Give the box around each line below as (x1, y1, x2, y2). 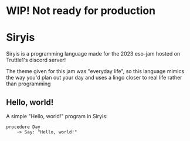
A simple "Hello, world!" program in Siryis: (6, 112, 108, 119)
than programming (6, 80, 51, 87)
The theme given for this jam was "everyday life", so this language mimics (6, 68, 185, 75)
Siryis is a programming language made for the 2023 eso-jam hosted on (6, 50, 181, 57)
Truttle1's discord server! (6, 57, 66, 64)
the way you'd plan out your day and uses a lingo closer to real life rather (6, 74, 182, 81)
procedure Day (6, 124, 41, 130)
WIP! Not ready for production (6, 4, 156, 18)
